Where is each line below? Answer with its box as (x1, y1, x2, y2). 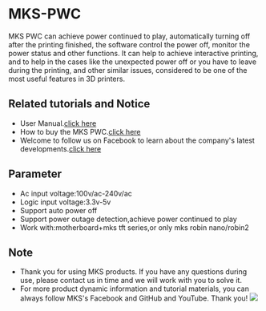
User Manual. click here (19, 118, 97, 128)
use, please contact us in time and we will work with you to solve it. (19, 276, 243, 285)
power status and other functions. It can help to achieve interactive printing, (8, 48, 259, 58)
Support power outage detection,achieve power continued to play (19, 214, 238, 224)
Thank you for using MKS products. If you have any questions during (19, 267, 248, 277)
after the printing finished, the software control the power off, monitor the (8, 39, 251, 49)
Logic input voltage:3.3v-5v (19, 197, 111, 207)
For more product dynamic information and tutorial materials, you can (19, 284, 250, 293)
